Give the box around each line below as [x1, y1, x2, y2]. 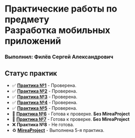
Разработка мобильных [5, 25, 110, 36]
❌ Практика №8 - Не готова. [12, 121, 74, 127]
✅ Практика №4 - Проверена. [12, 99, 78, 105]
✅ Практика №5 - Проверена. [12, 105, 78, 111]
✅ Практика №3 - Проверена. [12, 94, 78, 100]
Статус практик [5, 69, 57, 77]
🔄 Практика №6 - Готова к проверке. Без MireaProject [12, 111, 130, 117]
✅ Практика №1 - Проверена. [12, 82, 77, 88]
